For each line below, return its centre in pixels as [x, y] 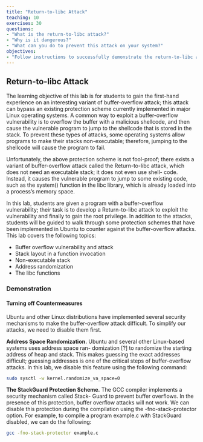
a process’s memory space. [41, 192]
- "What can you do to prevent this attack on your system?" [85, 46]
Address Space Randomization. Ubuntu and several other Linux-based [95, 341]
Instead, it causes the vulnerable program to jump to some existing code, [97, 179]
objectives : [21, 52]
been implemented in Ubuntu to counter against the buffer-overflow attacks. [101, 229]
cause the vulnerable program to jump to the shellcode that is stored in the [99, 129]
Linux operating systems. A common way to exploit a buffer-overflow [92, 115]
